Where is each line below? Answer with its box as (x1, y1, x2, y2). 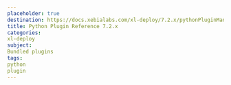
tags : (7, 55, 23, 62)
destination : (7, 16, 45, 23)
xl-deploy (7, 36, 36, 42)
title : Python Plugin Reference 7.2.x (7, 23, 118, 29)
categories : (7, 29, 41, 36)
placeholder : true (7, 10, 60, 17)
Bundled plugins (7, 49, 54, 56)
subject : (7, 42, 32, 49)
